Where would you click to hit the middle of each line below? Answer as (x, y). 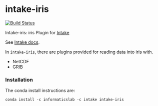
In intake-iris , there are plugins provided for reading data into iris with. (79, 52)
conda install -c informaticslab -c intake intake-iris (64, 100)
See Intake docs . (22, 42)
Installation (19, 80)
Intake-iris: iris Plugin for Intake (37, 32)
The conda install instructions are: (40, 91)
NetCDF (20, 61)
